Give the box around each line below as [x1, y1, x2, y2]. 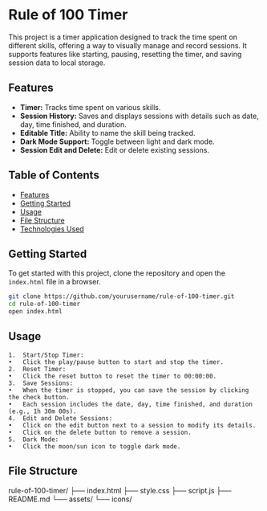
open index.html [8, 308, 63, 316]
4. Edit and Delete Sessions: [8, 414, 113, 423]
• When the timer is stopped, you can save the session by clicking [8, 386, 249, 394]
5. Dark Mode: [8, 435, 59, 444]
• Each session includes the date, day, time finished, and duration [8, 400, 253, 408]
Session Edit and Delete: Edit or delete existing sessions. [19, 145, 210, 154]
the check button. [8, 393, 70, 401]
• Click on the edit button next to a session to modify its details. [8, 421, 257, 429]
